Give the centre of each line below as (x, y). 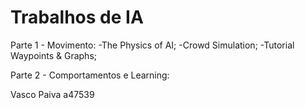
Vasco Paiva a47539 (52, 94)
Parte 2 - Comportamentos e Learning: (90, 75)
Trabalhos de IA (77, 17)
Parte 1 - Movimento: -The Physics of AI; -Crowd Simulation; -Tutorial (152, 45)
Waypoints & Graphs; (54, 55)
